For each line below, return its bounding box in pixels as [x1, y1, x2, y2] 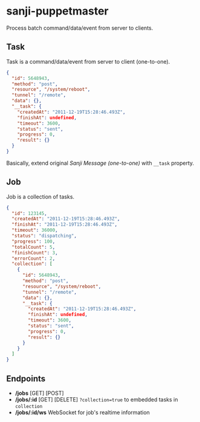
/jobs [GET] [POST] [15, 389, 65, 397]
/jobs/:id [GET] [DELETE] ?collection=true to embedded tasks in [15, 396, 178, 403]
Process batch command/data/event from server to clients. [6, 24, 153, 31]
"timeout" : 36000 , [11, 227, 59, 234]
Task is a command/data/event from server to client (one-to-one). [6, 58, 170, 65]
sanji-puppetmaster [6, 4, 109, 18]
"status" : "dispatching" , [11, 233, 77, 239]
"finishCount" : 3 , [11, 249, 59, 256]
